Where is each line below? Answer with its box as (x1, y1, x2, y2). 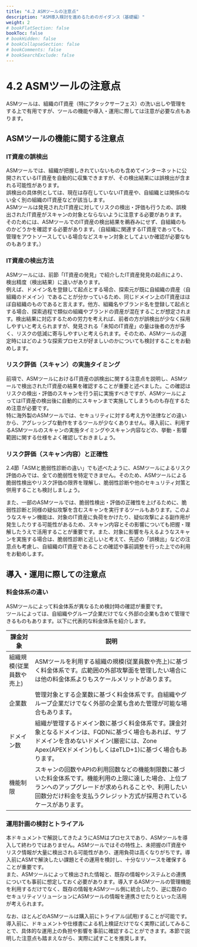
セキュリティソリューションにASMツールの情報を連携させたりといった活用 (6, 893, 187, 900)
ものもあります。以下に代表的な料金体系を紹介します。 (16, 617, 149, 624)
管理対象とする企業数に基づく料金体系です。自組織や (35, 690, 181, 699)
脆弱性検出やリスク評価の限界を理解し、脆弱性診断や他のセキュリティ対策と (6, 479, 191, 486)
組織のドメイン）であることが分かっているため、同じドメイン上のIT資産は (6, 293, 185, 300)
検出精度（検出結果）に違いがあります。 (6, 278, 104, 286)
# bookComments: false (6, 47, 62, 53)
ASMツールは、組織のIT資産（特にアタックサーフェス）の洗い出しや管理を (6, 100, 186, 107)
